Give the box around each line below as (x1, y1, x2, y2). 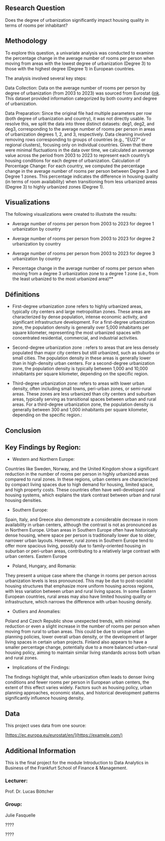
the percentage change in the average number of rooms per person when (5, 55, 155, 61)
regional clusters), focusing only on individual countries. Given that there (5, 142, 153, 148)
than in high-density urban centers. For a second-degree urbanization (12, 360, 155, 366)
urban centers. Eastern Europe (5, 553, 67, 559)
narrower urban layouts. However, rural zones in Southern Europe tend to (5, 538, 154, 544)
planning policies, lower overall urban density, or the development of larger (5, 634, 158, 640)
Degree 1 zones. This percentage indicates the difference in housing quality (5, 173, 159, 179)
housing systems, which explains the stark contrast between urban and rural (5, 492, 161, 498)
